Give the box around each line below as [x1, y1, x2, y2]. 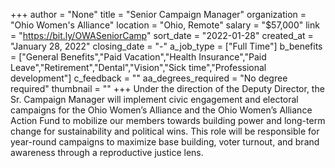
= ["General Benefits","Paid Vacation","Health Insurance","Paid [10, 51, 267, 63]
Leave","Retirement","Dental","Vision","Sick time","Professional [10, 62, 267, 73]
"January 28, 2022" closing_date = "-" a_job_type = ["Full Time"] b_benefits [10, 40, 323, 52]
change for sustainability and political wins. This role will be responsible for [10, 125, 320, 137]
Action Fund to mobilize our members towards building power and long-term [10, 115, 326, 126]
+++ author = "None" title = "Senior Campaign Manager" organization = [10, 9, 307, 20]
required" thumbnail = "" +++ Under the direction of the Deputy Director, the [10, 83, 325, 94]
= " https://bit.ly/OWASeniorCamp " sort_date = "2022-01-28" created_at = [10, 30, 314, 41]
